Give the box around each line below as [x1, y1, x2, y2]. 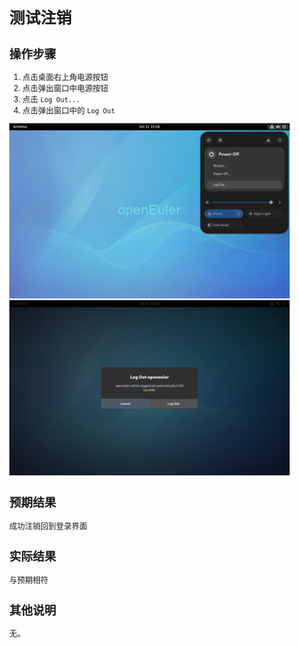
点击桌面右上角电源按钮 [21, 72, 109, 82]
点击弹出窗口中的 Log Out [21, 105, 116, 116]
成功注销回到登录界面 [9, 520, 87, 530]
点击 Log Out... [21, 94, 81, 104]
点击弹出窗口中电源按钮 [21, 83, 109, 93]
